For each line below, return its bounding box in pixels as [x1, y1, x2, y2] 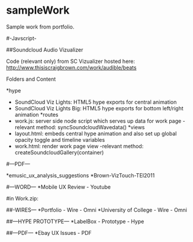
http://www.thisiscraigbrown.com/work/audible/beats [6, 63, 137, 71]
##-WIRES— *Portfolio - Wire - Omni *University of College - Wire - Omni [6, 206, 188, 214]
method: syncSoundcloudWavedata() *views [36, 123, 145, 130]
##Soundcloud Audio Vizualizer [6, 46, 83, 53]
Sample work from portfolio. [6, 23, 75, 30]
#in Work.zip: [6, 195, 38, 202]
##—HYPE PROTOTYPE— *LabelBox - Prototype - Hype [6, 218, 144, 225]
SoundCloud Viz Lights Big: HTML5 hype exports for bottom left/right [14, 104, 184, 112]
